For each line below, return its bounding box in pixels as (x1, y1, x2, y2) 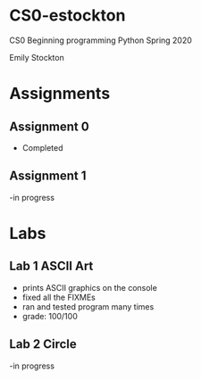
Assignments (9, 84, 111, 103)
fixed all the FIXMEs (21, 292, 96, 302)
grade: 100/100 (21, 310, 78, 321)
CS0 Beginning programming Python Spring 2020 (9, 35, 192, 45)
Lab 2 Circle (9, 336, 78, 352)
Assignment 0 (9, 119, 89, 134)
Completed (21, 142, 63, 153)
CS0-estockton (9, 5, 126, 26)
